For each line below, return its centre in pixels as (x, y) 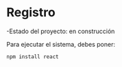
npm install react (33, 57)
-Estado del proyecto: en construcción (61, 31)
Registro (31, 13)
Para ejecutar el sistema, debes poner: (61, 44)
